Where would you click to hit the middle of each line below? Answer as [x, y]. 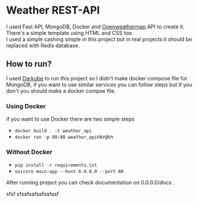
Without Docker [29, 152]
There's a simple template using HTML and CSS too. [70, 32]
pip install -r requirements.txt [56, 165]
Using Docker [26, 106]
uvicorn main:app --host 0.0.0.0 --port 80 [69, 172]
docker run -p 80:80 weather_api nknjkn [64, 137]
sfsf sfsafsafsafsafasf [33, 194]
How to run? [29, 64]
